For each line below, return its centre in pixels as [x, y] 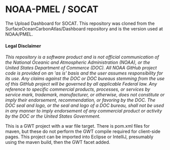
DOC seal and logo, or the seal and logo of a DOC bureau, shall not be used [85, 105]
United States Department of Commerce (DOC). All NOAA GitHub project [81, 68]
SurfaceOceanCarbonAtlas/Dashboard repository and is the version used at [84, 28]
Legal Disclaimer [23, 46]
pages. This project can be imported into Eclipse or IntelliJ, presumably [79, 137]
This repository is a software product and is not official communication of [82, 57]
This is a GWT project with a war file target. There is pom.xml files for [78, 126]
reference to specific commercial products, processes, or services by [78, 89]
